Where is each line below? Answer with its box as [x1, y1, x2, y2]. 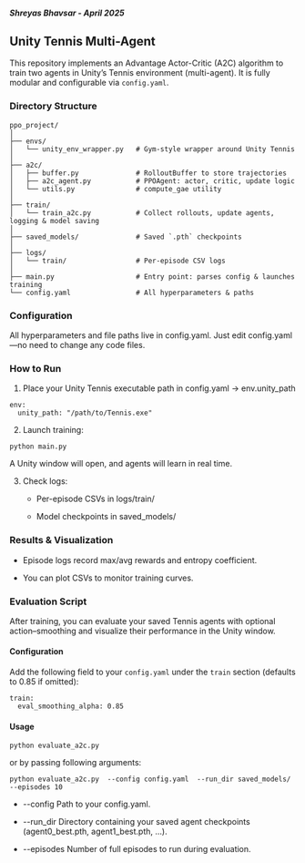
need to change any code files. [28, 340, 146, 350]
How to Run [9, 362, 62, 375]
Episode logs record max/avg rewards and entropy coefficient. [22, 554, 258, 565]
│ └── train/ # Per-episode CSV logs [9, 256, 226, 265]
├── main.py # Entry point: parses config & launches [9, 272, 296, 282]
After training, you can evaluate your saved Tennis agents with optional [9, 615, 276, 626]
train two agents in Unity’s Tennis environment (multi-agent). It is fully [9, 67, 270, 78]
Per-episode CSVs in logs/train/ [36, 493, 155, 505]
